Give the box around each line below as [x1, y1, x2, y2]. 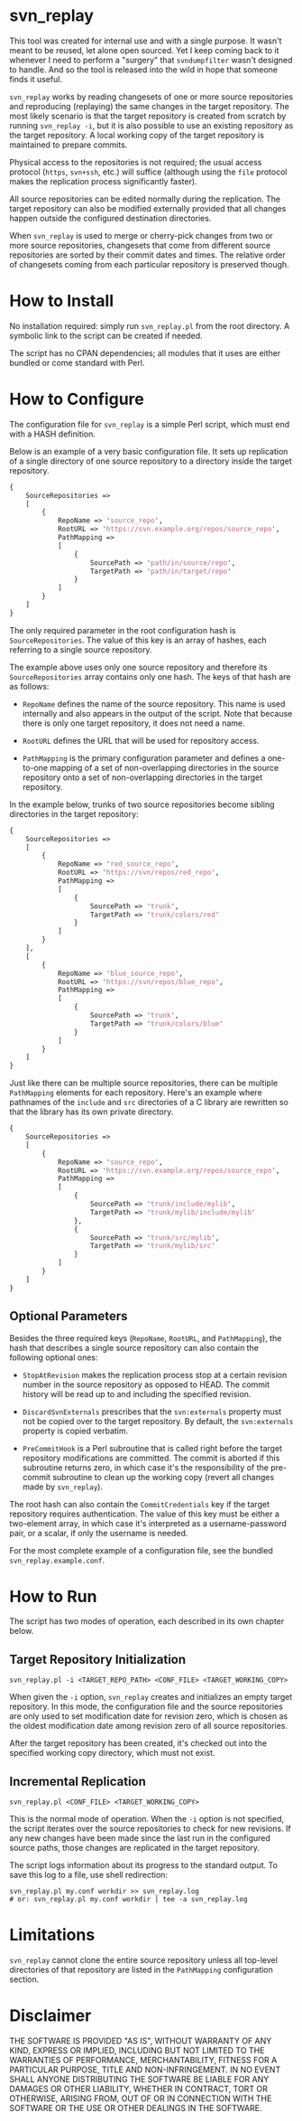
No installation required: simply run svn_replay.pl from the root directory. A [9, 320, 290, 331]
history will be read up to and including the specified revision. [22, 1388, 252, 1399]
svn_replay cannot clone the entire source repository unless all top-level [9, 1955, 278, 1966]
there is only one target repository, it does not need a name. [22, 718, 245, 728]
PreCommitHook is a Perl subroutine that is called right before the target [22, 1442, 282, 1453]
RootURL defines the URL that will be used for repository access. [22, 735, 260, 746]
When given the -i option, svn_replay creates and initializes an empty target [9, 1692, 293, 1703]
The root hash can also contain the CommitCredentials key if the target [9, 1498, 270, 1509]
